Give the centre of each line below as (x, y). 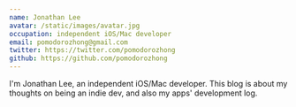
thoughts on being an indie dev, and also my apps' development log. (133, 93)
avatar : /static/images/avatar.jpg (75, 26)
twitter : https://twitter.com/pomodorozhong (92, 50)
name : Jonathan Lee (45, 17)
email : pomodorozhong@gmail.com (68, 42)
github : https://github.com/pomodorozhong (88, 58)
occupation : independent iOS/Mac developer (91, 34)
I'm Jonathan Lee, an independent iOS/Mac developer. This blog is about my (148, 84)
